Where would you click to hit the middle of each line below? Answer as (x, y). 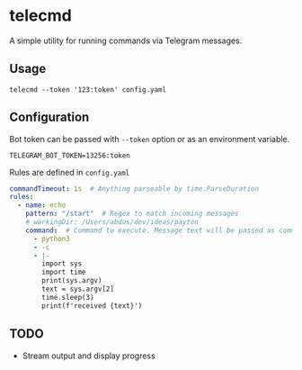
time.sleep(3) (68, 297)
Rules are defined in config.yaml (70, 172)
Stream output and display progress (89, 356)
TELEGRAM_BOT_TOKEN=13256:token (70, 155)
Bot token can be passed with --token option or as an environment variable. (150, 139)
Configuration (49, 117)
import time (64, 272)
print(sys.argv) (72, 281)
